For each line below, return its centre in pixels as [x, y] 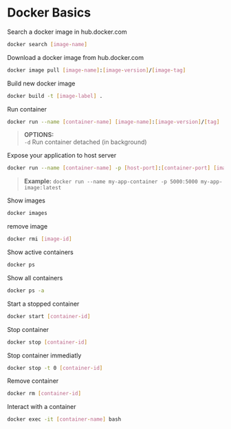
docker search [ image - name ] [47, 44]
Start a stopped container [43, 304]
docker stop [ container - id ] [47, 342]
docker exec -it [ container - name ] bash [64, 419]
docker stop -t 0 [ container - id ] [55, 368]
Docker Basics [49, 13]
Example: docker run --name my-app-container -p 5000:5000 [111, 181]
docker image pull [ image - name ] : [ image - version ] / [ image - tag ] [97, 70]
